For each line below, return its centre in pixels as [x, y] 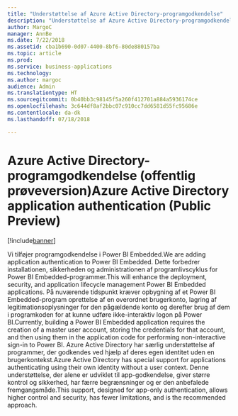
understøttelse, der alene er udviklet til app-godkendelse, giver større [109, 375]
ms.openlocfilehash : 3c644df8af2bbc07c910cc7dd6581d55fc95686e [103, 106]
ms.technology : [30, 73]
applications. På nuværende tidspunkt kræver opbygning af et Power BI [112, 292]
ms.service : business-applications [60, 67]
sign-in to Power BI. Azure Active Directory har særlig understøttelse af [111, 344]
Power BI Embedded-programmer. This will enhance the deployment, [107, 276]
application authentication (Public [109, 206]
